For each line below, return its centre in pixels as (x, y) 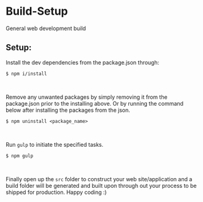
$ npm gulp (20, 156)
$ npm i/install (26, 74)
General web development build (46, 28)
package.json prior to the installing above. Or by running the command (95, 103)
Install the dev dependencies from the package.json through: (83, 62)
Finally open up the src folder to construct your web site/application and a (99, 179)
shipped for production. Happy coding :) (56, 192)
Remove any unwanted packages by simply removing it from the (87, 97)
